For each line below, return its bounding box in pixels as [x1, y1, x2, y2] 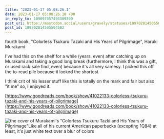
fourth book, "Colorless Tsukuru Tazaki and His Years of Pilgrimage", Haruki [5, 39, 158, 44]
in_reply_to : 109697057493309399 [5, 16, 73, 21]
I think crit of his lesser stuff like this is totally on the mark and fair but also [5, 79, 155, 84]
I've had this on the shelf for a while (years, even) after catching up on [5, 53, 146, 59]
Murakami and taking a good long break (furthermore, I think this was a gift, [5, 59, 157, 64]
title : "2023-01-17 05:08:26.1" [5, 7, 71, 12]
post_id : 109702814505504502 [5, 25, 64, 30]
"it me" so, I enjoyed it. [5, 83, 51, 89]
